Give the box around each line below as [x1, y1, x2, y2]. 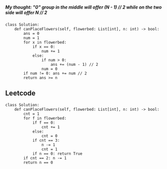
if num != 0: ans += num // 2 [23, 71, 87, 76]
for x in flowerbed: [23, 39, 67, 45]
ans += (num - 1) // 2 [50, 62, 99, 67]
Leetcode [5, 89, 36, 98]
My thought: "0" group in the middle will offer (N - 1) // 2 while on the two [5, 4, 162, 10]
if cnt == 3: [32, 138, 60, 143]
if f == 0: [32, 120, 56, 125]
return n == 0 [23, 160, 53, 165]
